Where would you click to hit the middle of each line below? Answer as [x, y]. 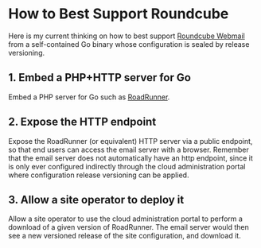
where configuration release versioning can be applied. [99, 175]
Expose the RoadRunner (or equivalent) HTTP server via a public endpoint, [130, 141]
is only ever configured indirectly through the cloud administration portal [127, 166]
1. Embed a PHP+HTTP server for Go [99, 77]
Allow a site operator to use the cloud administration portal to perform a [125, 219]
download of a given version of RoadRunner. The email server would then [129, 227]
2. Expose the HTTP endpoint [82, 122]
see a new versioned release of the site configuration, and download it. [125, 236]
